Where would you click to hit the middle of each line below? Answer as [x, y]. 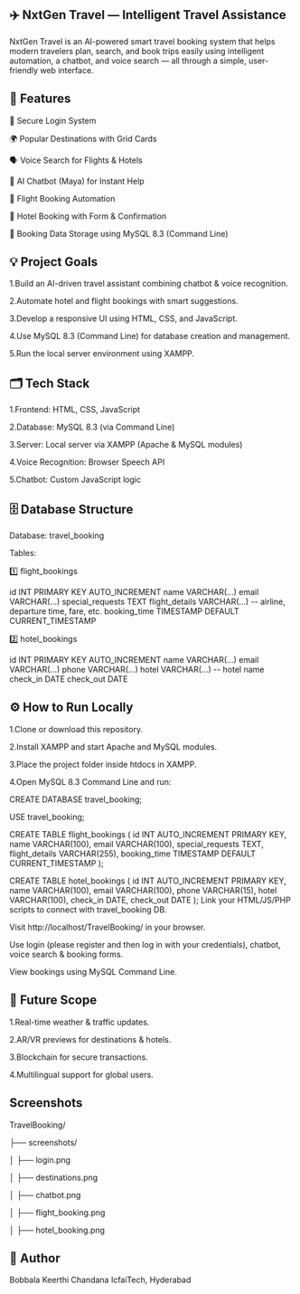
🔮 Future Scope [53, 1001]
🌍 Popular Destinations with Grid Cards [83, 138]
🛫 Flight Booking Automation [62, 198]
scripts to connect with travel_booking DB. [88, 909]
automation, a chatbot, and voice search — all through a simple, [128, 61]
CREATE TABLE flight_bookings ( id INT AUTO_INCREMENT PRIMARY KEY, [148, 834]
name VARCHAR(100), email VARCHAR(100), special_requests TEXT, [136, 844]
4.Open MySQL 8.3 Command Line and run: [90, 781]
